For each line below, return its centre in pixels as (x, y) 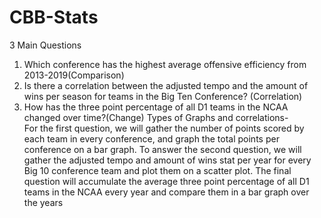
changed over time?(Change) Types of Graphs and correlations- (156, 117)
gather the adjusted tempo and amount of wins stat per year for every (167, 160)
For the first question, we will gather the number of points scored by (164, 128)
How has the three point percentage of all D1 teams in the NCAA (156, 107)
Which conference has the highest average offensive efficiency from (165, 64)
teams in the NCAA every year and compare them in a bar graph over (166, 192)
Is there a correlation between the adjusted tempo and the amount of (166, 85)
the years (43, 202)
